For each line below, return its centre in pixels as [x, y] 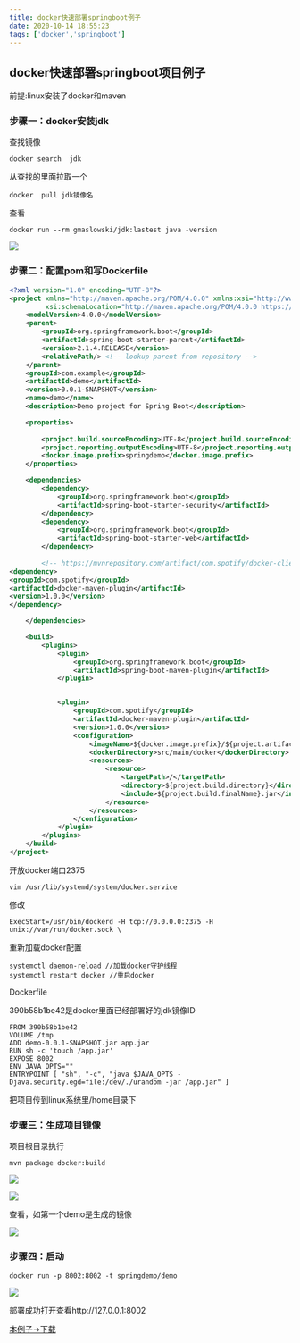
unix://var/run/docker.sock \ [66, 929]
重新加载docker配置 [46, 947]
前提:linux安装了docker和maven [68, 96]
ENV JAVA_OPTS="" [42, 1066]
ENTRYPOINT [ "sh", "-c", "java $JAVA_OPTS [92, 1074]
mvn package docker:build [57, 1163]
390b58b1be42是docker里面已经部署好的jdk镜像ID [103, 1010]
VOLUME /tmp [31, 1035]
